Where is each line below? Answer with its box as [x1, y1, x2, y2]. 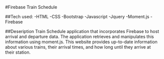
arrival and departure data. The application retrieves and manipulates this [5, 34, 154, 39]
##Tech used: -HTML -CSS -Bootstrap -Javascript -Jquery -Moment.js [5, 14, 149, 19]
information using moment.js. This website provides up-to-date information [5, 39, 158, 45]
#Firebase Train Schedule [5, 4, 58, 10]
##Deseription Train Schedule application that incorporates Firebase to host [5, 29, 159, 34]
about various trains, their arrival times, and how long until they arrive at [5, 44, 151, 50]
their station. [5, 49, 31, 55]
